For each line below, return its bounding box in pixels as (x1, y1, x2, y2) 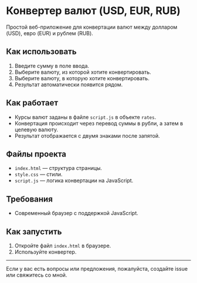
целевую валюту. (14, 126, 59, 133)
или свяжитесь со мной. (6, 271, 67, 278)
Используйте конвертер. (14, 248, 77, 255)
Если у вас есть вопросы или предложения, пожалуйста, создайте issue (6, 265, 188, 272)
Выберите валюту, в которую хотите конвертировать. (14, 74, 150, 81)
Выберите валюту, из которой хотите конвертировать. (14, 69, 151, 76)
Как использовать (6, 47, 77, 57)
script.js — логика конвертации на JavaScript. (14, 177, 134, 184)
